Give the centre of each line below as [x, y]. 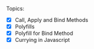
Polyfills [25, 27]
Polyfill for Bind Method [44, 33]
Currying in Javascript [42, 40]
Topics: [15, 9]
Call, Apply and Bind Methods [51, 20]
